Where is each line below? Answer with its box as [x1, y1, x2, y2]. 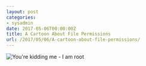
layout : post [6, 8, 39, 15]
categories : [6, 14, 36, 20]
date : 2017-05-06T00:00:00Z [6, 25, 77, 32]
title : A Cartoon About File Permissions [6, 31, 111, 37]
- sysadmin [6, 20, 34, 26]
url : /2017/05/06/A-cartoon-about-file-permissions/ [6, 37, 141, 43]
